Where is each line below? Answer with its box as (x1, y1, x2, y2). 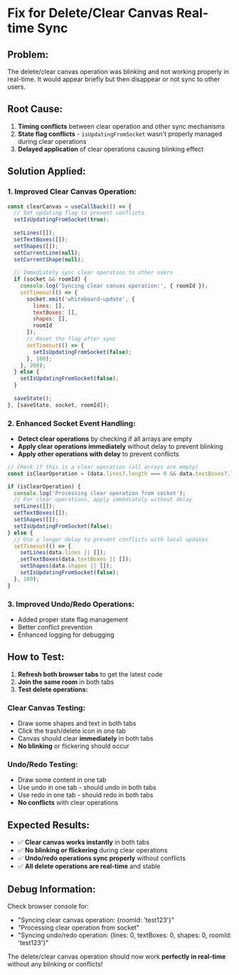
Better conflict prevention (17, 622, 92, 631)
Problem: (7, 48, 49, 61)
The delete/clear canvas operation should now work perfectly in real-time (7, 952, 226, 961)
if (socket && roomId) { (14, 276, 87, 283)
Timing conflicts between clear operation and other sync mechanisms (17, 122, 225, 130)
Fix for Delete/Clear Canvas (7, 5, 174, 21)
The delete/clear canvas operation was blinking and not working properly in (7, 68, 230, 75)
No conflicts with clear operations (17, 798, 119, 807)
